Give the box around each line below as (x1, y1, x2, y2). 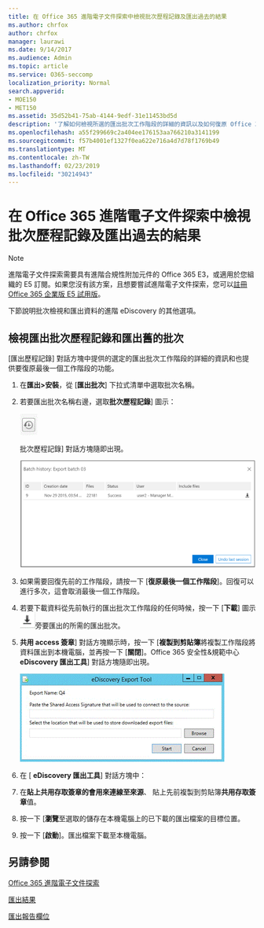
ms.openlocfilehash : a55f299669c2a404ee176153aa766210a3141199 (8, 129, 220, 137)
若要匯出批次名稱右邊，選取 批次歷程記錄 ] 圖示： (19, 397, 176, 406)
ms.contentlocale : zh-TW (8, 153, 90, 161)
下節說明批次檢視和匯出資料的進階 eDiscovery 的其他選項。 (8, 306, 200, 316)
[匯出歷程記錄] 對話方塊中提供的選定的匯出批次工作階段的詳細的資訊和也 (8, 354, 243, 363)
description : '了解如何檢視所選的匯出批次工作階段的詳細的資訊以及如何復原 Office (8, 120, 252, 129)
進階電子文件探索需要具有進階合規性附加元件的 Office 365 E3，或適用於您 (8, 270, 247, 279)
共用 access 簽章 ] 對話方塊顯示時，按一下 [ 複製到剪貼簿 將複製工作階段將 (19, 637, 256, 647)
